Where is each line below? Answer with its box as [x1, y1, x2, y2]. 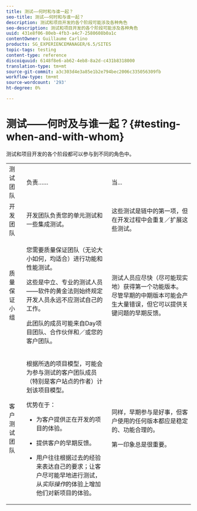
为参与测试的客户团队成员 [26, 368, 97, 376]
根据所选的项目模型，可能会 [26, 359, 103, 368]
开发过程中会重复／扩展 [117, 216, 182, 224]
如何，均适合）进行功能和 [32, 254, 103, 263]
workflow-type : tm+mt [6, 74, 59, 80]
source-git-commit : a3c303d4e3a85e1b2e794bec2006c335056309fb [6, 69, 161, 75]
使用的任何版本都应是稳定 [117, 416, 188, 425]
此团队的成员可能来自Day [26, 319, 96, 327]
